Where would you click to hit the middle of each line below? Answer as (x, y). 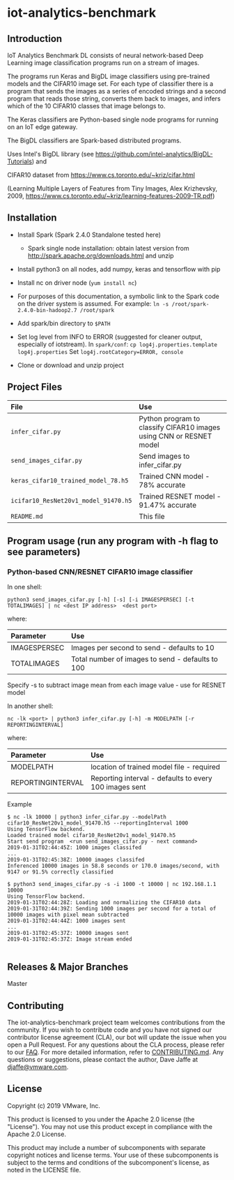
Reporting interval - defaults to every (151, 779)
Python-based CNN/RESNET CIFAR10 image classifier (100, 572)
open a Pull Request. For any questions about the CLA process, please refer (116, 1045)
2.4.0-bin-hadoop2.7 (47, 310)
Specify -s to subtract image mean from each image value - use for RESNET (117, 685)
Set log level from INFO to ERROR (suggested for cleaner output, (110, 337)
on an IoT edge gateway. (42, 127)
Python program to (170, 418)
